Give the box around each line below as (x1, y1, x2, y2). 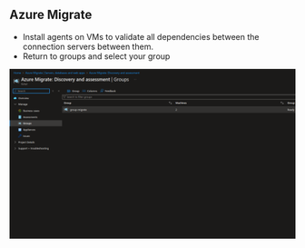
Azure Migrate (9, 7, 93, 23)
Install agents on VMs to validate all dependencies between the (22, 31, 261, 42)
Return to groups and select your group (22, 50, 171, 62)
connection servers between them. (22, 41, 154, 52)
